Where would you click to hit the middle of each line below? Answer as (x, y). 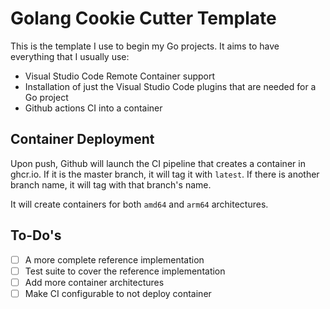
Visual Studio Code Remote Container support (120, 76)
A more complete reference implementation (114, 259)
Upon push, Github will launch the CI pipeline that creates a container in (158, 163)
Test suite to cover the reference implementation (125, 271)
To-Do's (36, 235)
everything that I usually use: (70, 56)
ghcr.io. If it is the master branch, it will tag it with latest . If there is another (165, 174)
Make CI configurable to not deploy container (118, 293)
